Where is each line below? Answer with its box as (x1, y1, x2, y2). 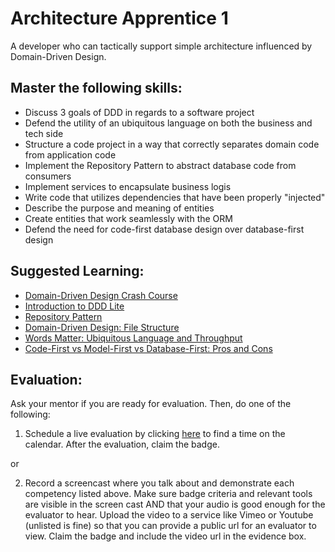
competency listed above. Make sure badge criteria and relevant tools (24, 488, 313, 500)
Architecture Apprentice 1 (10, 7, 229, 30)
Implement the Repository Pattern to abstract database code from (24, 159, 297, 171)
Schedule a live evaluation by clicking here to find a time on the (24, 428, 286, 440)
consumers (24, 170, 72, 182)
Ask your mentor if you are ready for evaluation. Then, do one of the (10, 398, 292, 410)
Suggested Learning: (10, 263, 145, 280)
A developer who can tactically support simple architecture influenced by (10, 40, 313, 52)
